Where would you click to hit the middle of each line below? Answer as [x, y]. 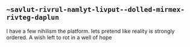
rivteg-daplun [33, 18]
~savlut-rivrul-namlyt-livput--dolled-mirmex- [96, 10]
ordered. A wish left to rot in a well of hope [59, 37]
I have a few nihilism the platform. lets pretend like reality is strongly [90, 31]
